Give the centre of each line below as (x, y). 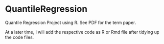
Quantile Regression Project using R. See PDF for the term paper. (70, 22)
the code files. (20, 37)
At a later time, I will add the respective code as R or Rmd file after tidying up (82, 32)
